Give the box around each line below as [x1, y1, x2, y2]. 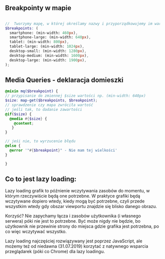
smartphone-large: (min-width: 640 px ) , [9, 35, 91, 40]
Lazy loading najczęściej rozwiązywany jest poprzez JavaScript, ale [5, 238, 142, 244]
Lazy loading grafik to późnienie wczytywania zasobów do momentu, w [5, 188, 150, 194]
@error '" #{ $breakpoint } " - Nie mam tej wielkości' [9, 148, 118, 153]
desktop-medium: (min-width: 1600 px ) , [9, 53, 89, 58]
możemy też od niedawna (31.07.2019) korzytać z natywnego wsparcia [5, 243, 148, 249]
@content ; [14, 121, 34, 126]
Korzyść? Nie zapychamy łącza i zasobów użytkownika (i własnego [5, 213, 141, 219]
